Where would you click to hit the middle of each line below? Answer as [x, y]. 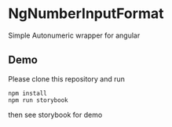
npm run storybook [38, 100]
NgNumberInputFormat [86, 14]
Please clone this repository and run [67, 78]
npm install [27, 93]
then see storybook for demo [55, 114]
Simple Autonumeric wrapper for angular [74, 35]
